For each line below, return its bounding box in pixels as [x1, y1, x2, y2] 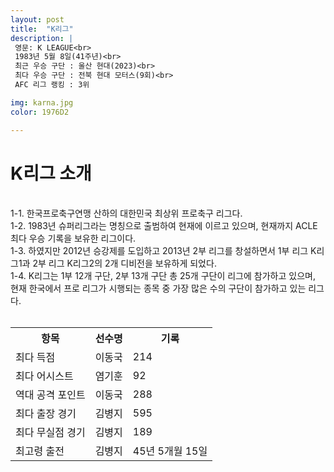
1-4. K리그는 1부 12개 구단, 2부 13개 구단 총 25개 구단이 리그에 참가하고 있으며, [10, 270, 316, 282]
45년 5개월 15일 [132, 444, 208, 458]
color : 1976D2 [10, 107, 70, 117]
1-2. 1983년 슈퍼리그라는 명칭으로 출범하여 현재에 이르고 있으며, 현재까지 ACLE [10, 220, 318, 232]
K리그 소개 [10, 162, 92, 185]
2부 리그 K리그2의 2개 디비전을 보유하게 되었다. [32, 257, 217, 270]
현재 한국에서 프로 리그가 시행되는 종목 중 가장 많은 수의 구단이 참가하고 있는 [10, 282, 307, 295]
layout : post [10, 14, 65, 25]
